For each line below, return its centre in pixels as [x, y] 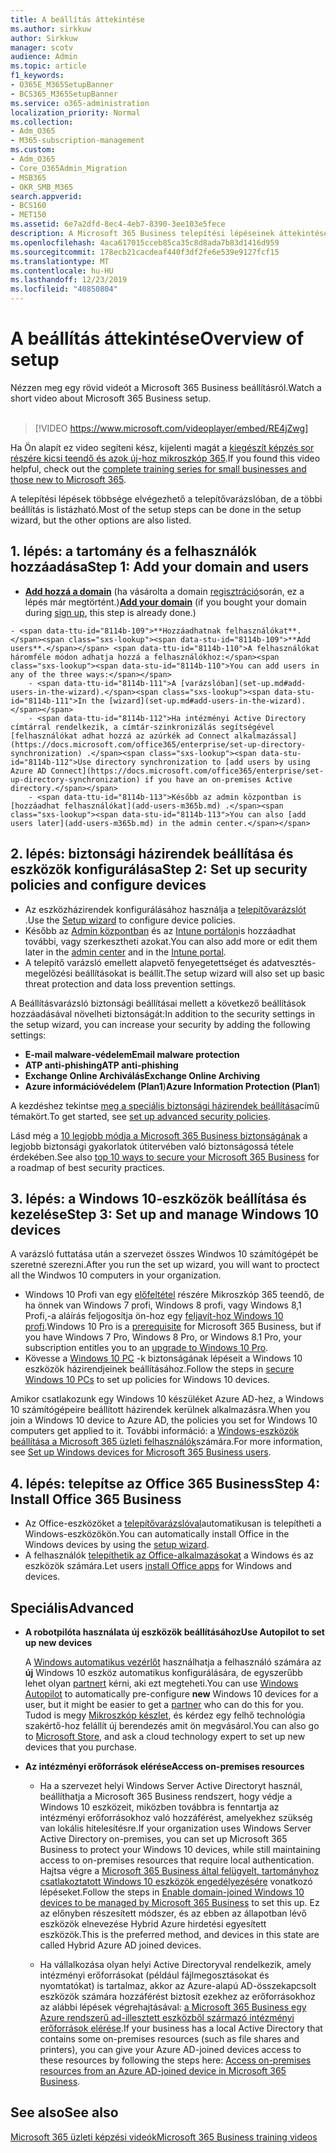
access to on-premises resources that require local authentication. [177, 1860]
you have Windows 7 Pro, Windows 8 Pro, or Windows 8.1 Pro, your [163, 1337]
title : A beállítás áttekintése [77, 19]
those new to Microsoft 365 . [68, 479]
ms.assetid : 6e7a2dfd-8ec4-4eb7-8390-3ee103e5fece [118, 224]
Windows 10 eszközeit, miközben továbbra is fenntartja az [159, 1807]
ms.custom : [33, 150]
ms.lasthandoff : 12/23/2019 [69, 280]
